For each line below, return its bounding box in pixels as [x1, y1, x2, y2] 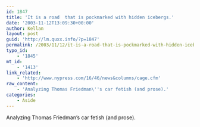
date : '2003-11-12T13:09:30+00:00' [6, 20, 95, 26]
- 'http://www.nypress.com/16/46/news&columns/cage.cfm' [17, 75, 161, 81]
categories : [6, 92, 36, 98]
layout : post [6, 31, 39, 37]
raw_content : [6, 81, 39, 87]
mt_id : [6, 58, 23, 64]
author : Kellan [6, 25, 44, 32]
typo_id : [6, 48, 28, 54]
